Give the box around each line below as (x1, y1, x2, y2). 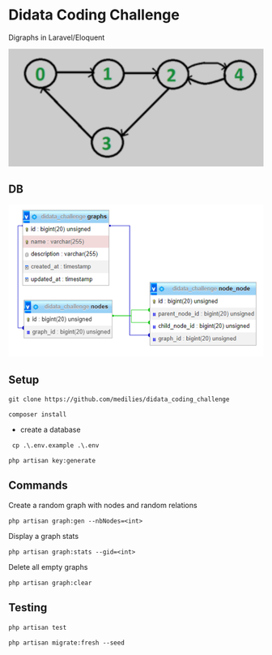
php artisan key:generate (8, 457, 96, 465)
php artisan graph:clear (8, 579, 92, 587)
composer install (8, 411, 67, 419)
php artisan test (8, 623, 67, 631)
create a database (19, 424, 81, 435)
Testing (8, 601, 48, 614)
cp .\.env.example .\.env (11, 442, 100, 450)
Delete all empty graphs (8, 562, 88, 571)
